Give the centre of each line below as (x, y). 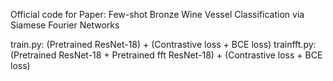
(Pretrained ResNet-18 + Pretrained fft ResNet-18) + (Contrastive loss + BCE (166, 55)
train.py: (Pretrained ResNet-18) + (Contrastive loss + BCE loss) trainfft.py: (163, 44)
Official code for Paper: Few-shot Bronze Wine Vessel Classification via (157, 14)
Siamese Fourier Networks (65, 25)
